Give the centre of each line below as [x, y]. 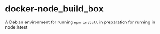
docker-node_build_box [54, 9]
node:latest [16, 27]
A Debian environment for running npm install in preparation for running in [80, 22]
